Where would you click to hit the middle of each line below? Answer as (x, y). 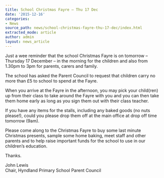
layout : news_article (27, 42)
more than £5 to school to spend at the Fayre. (51, 81)
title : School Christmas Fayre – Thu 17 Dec (52, 10)
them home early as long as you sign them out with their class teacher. (77, 101)
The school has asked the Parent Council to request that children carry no (80, 75)
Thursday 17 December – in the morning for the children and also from (77, 61)
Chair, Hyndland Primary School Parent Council (53, 170)
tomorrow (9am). (22, 120)
